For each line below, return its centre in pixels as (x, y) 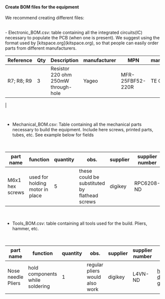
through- (61, 87)
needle (15, 277)
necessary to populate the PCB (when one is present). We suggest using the (82, 38)
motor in (38, 189)
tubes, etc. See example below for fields (53, 135)
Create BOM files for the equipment (42, 7)
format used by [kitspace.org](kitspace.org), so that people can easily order (82, 43)
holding (38, 183)
